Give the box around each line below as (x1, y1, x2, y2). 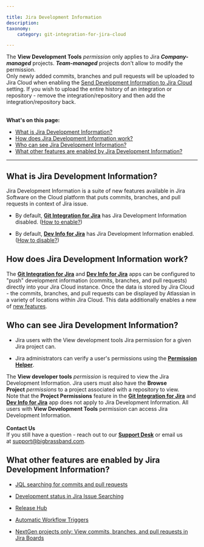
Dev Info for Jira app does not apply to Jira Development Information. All (6, 399, 189, 406)
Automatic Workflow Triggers (15, 516, 89, 523)
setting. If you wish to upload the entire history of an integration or (6, 86, 172, 93)
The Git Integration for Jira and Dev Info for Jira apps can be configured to (6, 270, 195, 277)
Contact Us (6, 424, 35, 432)
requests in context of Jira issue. (6, 200, 88, 207)
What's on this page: (6, 117, 60, 124)
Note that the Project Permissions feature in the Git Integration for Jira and (6, 392, 196, 399)
